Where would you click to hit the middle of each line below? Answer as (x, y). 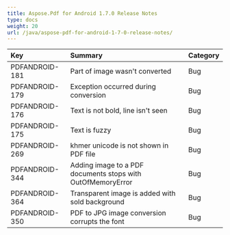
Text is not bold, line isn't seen (119, 111)
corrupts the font (97, 221)
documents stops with (106, 174)
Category (204, 55)
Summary (86, 55)
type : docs (23, 20)
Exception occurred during (113, 87)
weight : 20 (23, 26)
